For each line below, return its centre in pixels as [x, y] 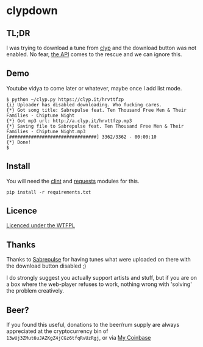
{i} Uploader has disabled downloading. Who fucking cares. [84, 104]
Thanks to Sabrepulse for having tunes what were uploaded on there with [98, 260]
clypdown [32, 11]
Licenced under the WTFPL [41, 225]
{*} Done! [19, 142]
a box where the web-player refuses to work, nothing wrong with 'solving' [99, 284]
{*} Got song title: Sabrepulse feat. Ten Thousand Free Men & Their [97, 110]
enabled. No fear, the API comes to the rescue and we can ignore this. [94, 54]
